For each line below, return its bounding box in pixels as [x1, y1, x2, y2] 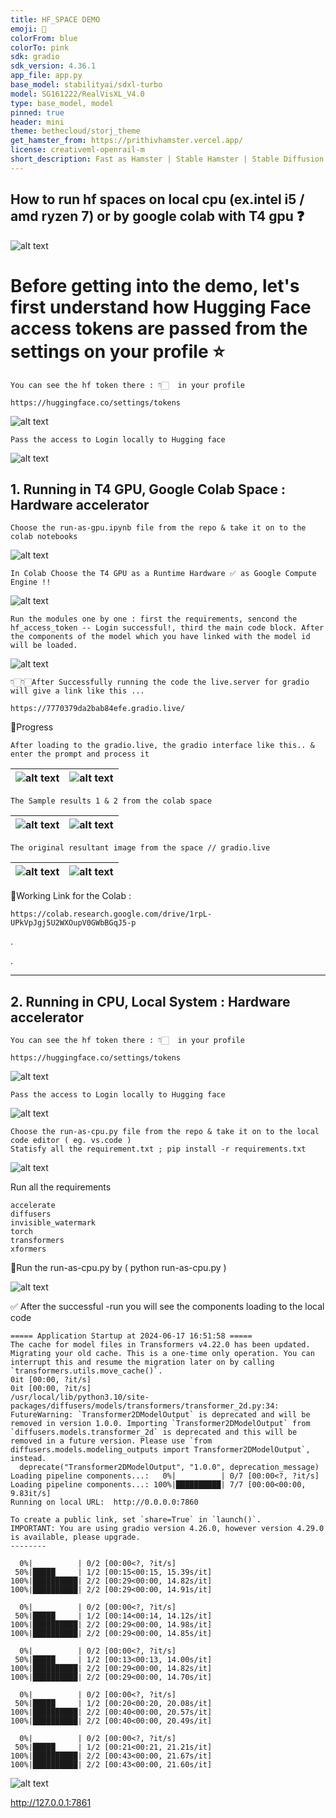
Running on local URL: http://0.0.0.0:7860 [10, 1497, 199, 1508]
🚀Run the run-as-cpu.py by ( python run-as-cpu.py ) [10, 1262, 227, 1274]
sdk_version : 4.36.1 [10, 61, 97, 71]
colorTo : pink [10, 42, 70, 53]
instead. [10, 1454, 47, 1464]
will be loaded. [10, 641, 78, 651]
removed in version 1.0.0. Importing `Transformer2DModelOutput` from [10, 1419, 311, 1429]
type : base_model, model [10, 98, 114, 108]
